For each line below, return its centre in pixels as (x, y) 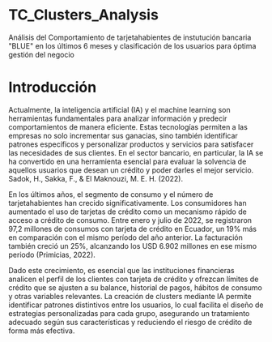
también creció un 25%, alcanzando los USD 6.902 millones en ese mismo (133, 246)
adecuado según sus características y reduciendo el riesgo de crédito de (130, 322)
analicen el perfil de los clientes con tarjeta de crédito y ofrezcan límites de (134, 279)
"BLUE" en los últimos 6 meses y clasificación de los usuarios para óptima (132, 45)
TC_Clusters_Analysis (84, 15)
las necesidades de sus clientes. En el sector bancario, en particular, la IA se (136, 152)
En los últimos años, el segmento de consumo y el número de (111, 194)
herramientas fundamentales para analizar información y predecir (118, 118)
